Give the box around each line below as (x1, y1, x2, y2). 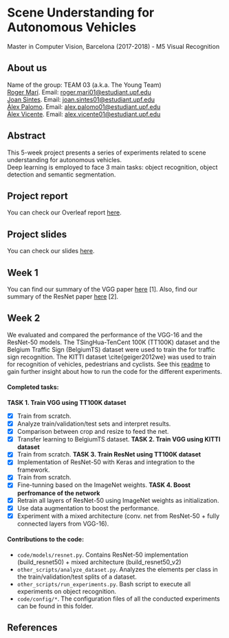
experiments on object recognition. (17, 587, 117, 595)
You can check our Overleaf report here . (7, 208, 122, 217)
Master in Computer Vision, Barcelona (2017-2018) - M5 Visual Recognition (7, 42, 220, 50)
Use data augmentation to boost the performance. (17, 504, 160, 512)
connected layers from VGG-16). (17, 519, 109, 528)
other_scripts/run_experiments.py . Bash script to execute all (17, 579, 191, 588)
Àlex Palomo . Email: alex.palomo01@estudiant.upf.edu (7, 102, 161, 111)
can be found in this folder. (17, 601, 94, 610)
